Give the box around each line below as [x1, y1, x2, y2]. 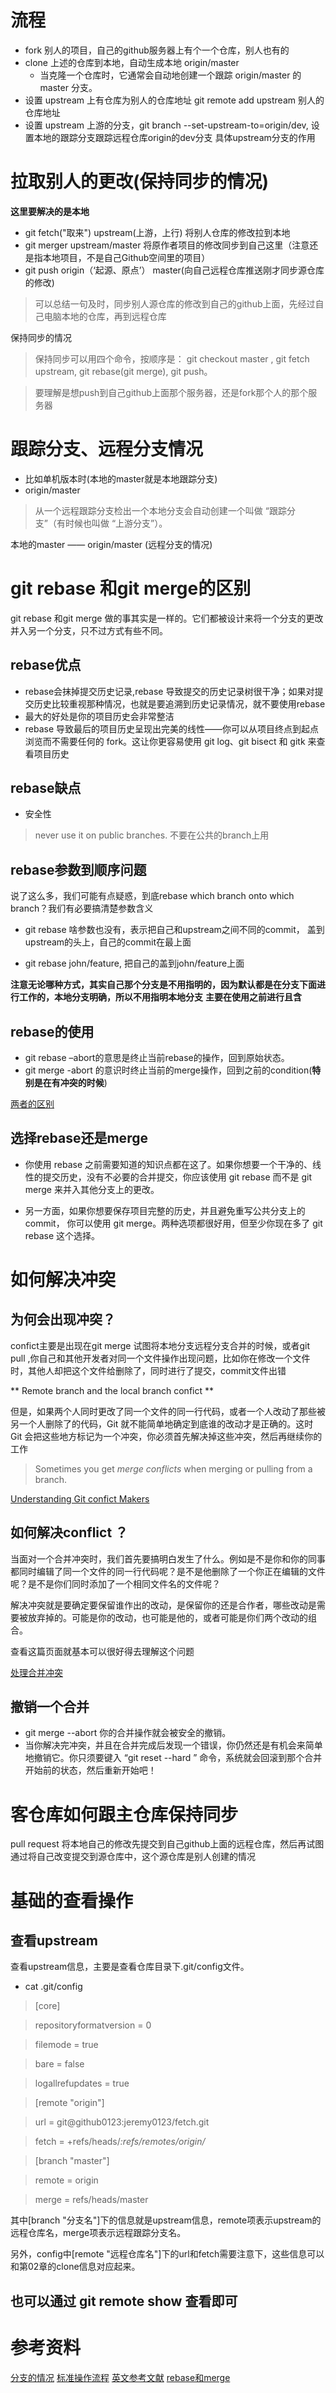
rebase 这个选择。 [24, 1229, 101, 1241]
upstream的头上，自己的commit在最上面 [24, 936, 192, 948]
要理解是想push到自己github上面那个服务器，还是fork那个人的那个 [34, 386, 309, 398]
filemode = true [34, 2039, 99, 2051]
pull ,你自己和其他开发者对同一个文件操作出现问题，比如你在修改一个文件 [10, 1352, 311, 1364]
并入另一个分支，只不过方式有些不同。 [10, 624, 168, 636]
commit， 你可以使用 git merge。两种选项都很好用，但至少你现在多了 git [24, 1217, 323, 1229]
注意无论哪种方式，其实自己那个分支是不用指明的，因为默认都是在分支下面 [10, 979, 317, 991]
